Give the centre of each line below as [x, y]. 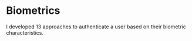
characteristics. [25, 32]
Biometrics [33, 11]
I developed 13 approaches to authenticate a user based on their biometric [96, 27]
